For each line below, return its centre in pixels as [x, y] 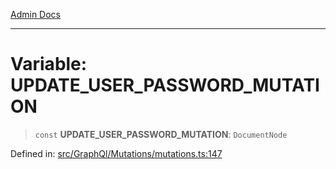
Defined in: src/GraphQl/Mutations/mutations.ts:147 [116, 153]
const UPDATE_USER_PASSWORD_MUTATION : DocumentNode [161, 134]
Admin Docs [35, 14]
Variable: [49, 64]
